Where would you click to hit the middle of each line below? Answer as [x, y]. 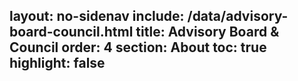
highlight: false [57, 63]
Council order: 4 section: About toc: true [138, 47]
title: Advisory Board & [207, 32]
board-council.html [71, 32]
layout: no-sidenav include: [97, 16]
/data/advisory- [238, 16]
